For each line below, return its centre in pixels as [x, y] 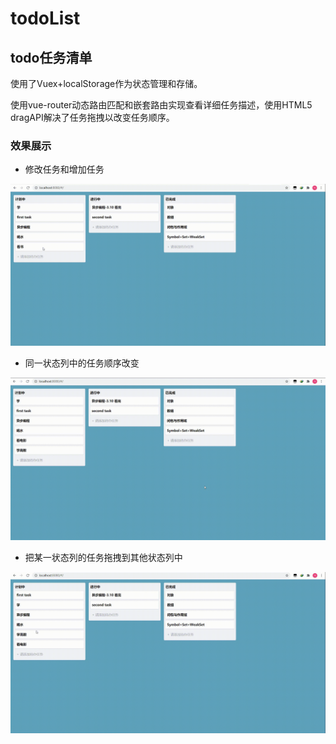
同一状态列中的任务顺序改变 [82, 363]
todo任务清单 [51, 57]
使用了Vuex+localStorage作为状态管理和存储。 [106, 83]
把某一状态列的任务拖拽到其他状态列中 [103, 558]
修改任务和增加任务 [64, 169]
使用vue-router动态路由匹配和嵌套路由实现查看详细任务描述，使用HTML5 [161, 105]
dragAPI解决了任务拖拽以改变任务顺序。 [92, 117]
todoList [45, 18]
